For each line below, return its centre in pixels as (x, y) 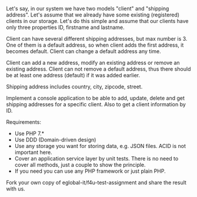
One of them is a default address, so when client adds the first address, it (95, 45)
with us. (16, 189)
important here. (33, 152)
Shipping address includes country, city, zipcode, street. (74, 87)
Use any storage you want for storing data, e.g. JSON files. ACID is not (100, 146)
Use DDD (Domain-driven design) (55, 140)
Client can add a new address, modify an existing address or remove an (93, 63)
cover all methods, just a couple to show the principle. (80, 165)
